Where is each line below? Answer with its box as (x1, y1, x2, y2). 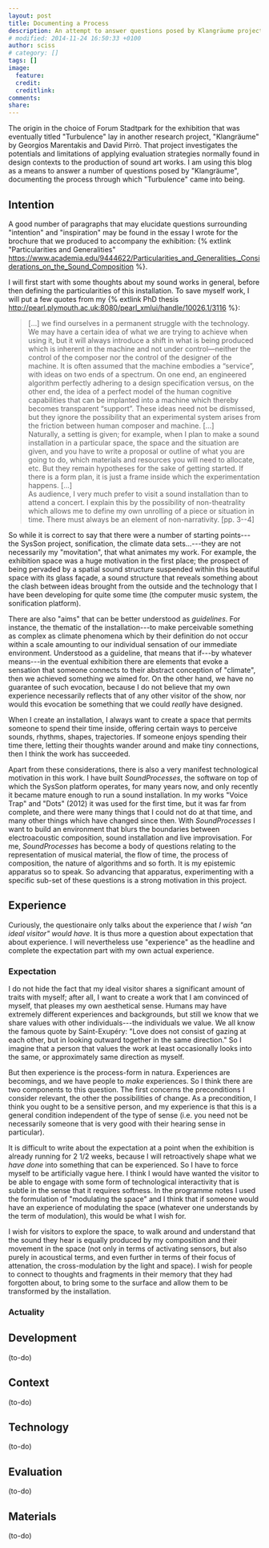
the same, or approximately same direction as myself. (8, 1053, 185, 1062)
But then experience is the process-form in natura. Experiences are (8, 1068, 231, 1077)
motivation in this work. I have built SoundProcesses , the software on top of (8, 772, 258, 783)
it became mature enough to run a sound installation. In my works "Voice (8, 790, 248, 800)
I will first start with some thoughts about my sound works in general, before (8, 277, 260, 287)
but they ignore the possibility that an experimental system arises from (27, 412, 261, 422)
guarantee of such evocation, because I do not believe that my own (8, 682, 231, 691)
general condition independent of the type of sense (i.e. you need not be (8, 1110, 248, 1120)
